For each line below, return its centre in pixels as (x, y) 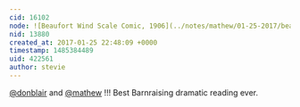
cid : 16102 (29, 17)
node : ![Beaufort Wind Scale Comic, (77, 26)
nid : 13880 (29, 34)
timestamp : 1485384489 (51, 51)
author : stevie (37, 68)
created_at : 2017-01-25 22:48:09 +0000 (83, 42)
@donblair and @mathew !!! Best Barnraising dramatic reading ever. (134, 92)
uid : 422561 (31, 59)
